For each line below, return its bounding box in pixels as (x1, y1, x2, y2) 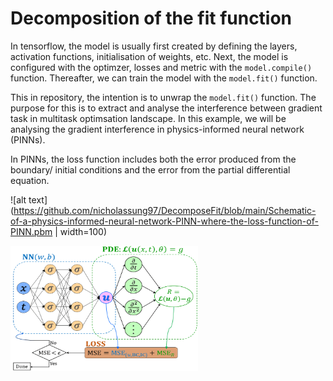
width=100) (59, 225, 107, 237)
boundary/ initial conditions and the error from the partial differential (10, 163, 291, 176)
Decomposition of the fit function (10, 7, 293, 30)
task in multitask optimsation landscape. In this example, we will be (10, 112, 287, 124)
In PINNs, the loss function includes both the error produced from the (10, 153, 297, 165)
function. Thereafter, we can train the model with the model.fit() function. (10, 72, 318, 84)
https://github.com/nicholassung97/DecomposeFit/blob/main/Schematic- (13, 204, 317, 216)
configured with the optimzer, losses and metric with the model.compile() (10, 61, 313, 73)
